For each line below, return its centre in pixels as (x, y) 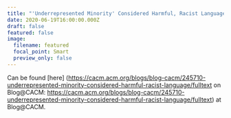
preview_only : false (43, 58)
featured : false (30, 33)
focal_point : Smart (41, 52)
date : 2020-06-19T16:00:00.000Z (53, 20)
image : (16, 39)
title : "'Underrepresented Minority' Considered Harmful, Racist (102, 13)
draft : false (26, 26)
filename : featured (41, 45)
